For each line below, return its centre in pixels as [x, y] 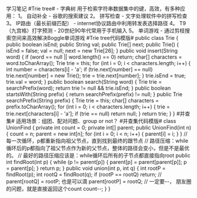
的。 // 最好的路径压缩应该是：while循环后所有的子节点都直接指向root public [98, 155]
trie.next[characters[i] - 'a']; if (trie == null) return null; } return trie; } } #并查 [98, 114]
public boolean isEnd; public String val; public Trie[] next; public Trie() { [93, 45]
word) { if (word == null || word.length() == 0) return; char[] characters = [94, 57]
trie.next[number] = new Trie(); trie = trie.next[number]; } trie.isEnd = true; [96, 76]
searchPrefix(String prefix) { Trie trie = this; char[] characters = [83, 100]
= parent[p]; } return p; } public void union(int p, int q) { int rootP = [86, 168]
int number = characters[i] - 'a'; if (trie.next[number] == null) [79, 69]
